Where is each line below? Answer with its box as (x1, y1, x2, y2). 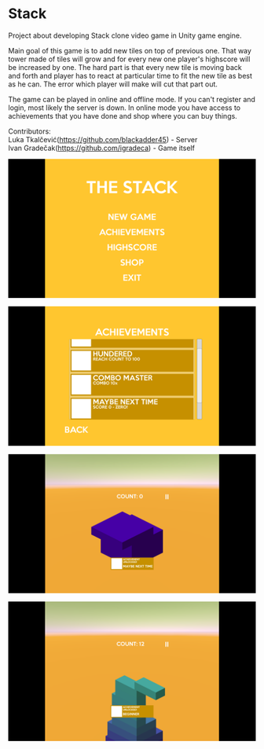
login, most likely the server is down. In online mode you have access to (8, 103, 241, 112)
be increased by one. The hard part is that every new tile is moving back (8, 62, 242, 72)
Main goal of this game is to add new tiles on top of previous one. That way (8, 46, 251, 55)
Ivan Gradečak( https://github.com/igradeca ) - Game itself (8, 143, 195, 152)
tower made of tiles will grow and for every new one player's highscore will (8, 54, 251, 64)
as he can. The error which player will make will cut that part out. (8, 79, 218, 89)
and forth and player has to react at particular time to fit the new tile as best (8, 71, 253, 80)
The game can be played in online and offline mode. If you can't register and (8, 94, 255, 104)
